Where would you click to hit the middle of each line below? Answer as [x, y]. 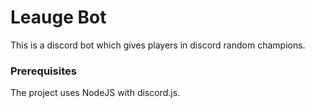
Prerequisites [43, 71]
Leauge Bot [58, 17]
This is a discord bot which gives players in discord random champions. [158, 45]
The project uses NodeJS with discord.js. [95, 93]
